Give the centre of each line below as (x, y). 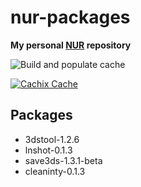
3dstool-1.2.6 (52, 139)
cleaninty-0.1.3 (55, 171)
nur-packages (70, 17)
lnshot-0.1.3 (48, 150)
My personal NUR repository (71, 45)
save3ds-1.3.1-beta (63, 160)
